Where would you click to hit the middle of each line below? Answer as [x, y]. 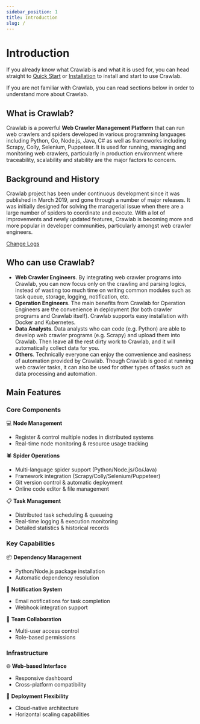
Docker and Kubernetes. [45, 322]
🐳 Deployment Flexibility [38, 696]
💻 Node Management [34, 423]
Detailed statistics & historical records [62, 528]
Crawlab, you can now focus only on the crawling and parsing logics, [101, 283]
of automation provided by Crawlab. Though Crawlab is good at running [104, 361]
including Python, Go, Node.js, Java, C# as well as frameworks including [96, 141]
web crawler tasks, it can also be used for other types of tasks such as [103, 367]
